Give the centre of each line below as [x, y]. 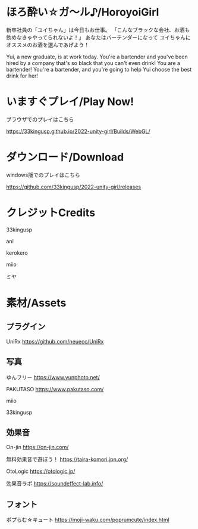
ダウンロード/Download [65, 157]
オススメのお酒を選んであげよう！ [48, 45]
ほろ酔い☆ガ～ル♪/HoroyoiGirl [83, 12]
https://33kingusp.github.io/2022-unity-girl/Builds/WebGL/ [78, 131]
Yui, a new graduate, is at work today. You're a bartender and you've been [97, 57]
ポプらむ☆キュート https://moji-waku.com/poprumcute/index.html [88, 520]
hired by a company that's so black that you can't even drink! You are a [93, 63]
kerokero [17, 253]
